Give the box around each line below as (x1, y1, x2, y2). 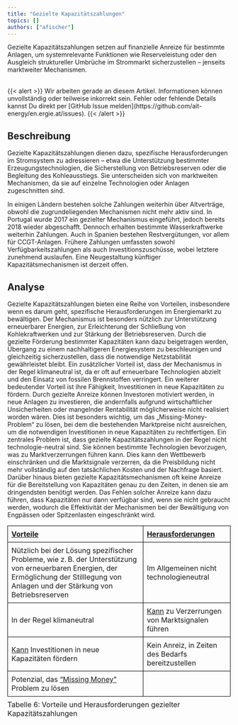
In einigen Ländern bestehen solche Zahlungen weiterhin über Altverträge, (7, 200, 225, 209)
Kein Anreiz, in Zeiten (146, 641, 217, 650)
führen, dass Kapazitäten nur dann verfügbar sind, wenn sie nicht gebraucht (7, 495, 230, 504)
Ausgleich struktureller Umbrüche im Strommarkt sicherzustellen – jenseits (7, 58, 225, 67)
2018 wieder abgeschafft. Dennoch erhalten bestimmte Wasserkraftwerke (7, 223, 223, 231)
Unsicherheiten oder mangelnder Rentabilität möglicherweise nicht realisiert (7, 405, 229, 413)
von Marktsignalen (146, 615, 209, 624)
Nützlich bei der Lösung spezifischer (11, 546, 134, 555)
